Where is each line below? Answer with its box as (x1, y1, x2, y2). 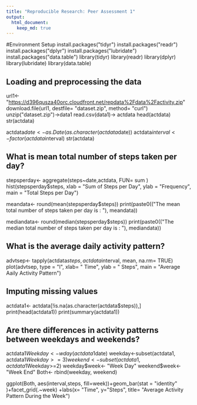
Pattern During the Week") (6, 393, 71, 400)
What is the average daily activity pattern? (6, 241, 165, 251)
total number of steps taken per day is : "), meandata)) (6, 207, 138, 214)
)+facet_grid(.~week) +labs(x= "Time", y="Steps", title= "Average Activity (6, 386, 184, 393)
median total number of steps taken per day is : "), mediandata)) (6, 224, 162, 231)
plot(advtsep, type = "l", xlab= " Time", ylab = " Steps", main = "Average (6, 263, 181, 270)
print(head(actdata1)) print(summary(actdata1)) (6, 308, 120, 315)
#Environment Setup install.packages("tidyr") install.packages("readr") (6, 41, 178, 48)
